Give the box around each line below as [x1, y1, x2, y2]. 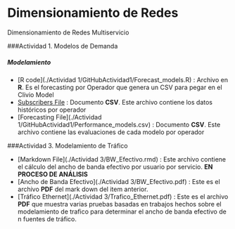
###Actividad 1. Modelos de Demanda [7, 41, 118, 50]
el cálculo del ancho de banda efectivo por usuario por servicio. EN [17, 162, 213, 171]
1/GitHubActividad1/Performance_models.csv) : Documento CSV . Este [17, 120, 221, 129]
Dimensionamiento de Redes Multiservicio [7, 28, 129, 37]
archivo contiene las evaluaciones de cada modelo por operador [17, 128, 205, 136]
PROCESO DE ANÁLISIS [17, 170, 88, 178]
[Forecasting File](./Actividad [17, 112, 102, 121]
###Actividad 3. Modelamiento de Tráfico [7, 141, 128, 150]
